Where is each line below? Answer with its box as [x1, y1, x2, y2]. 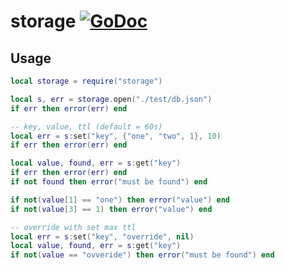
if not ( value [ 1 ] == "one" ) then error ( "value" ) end [10, 195, 231, 205]
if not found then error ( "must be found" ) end [10, 177, 208, 187]
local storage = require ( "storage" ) [10, 76, 163, 86]
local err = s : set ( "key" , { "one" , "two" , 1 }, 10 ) [10, 131, 222, 141]
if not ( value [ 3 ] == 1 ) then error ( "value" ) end [10, 204, 213, 214]
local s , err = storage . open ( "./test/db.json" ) [10, 94, 213, 104]
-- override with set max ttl [10, 222, 137, 232]
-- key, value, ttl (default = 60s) [10, 121, 163, 132]
